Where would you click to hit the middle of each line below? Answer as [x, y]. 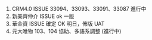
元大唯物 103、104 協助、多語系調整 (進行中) [66, 31]
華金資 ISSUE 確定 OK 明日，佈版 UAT [58, 24]
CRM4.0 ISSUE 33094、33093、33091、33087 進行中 [79, 9]
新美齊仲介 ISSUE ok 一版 [43, 16]
